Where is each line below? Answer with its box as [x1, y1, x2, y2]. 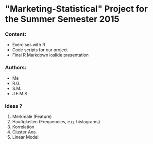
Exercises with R [12, 42, 45, 48]
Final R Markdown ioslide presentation [12, 52, 89, 58]
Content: [5, 31, 27, 38]
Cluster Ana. [12, 129, 37, 135]
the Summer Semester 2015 [5, 14, 120, 25]
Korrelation [12, 124, 34, 130]
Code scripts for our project [12, 47, 68, 53]
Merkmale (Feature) [12, 114, 52, 119]
